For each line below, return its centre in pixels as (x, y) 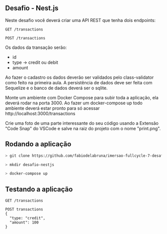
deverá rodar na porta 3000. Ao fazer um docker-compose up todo (74, 103)
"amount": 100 (24, 223)
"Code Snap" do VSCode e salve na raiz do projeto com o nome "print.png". (83, 128)
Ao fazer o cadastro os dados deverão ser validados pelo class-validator (80, 77)
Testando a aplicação (39, 189)
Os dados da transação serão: (36, 47)
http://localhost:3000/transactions (40, 113)
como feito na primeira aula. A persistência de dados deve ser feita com (79, 82)
